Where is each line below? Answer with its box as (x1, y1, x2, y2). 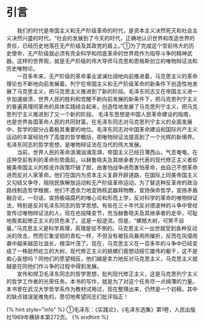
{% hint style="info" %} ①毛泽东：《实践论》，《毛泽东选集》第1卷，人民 (6, 305, 185, 313)
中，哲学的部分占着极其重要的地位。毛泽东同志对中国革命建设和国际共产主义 (6, 125, 198, 133)
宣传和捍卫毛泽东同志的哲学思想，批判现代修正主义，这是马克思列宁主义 (16, 270, 198, 277)
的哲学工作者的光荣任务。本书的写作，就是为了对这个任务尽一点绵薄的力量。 (6, 277, 198, 285)
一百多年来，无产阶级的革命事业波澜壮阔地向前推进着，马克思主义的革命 (16, 72, 198, 80)
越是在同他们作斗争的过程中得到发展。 (6, 262, 102, 269)
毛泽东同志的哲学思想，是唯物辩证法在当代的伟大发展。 (6, 140, 144, 148)
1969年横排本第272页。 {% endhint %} (11, 313, 109, 321)
